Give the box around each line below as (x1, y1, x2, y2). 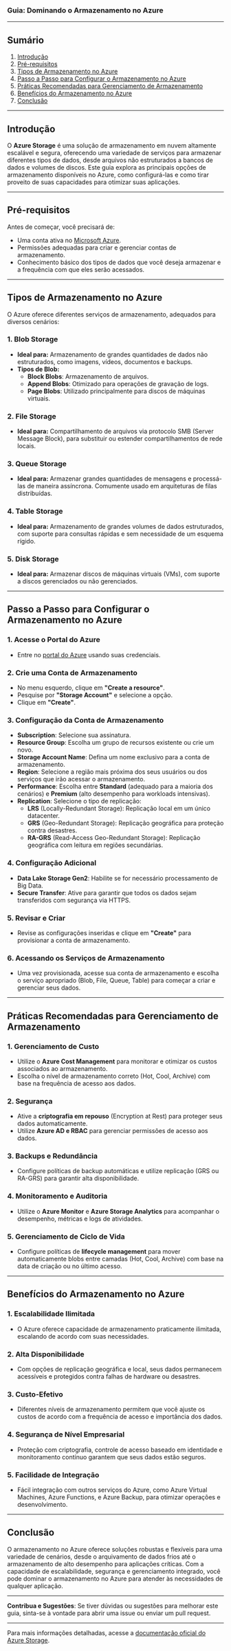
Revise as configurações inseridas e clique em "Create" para (16, 928, 191, 937)
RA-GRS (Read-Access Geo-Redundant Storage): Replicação (27, 834, 201, 842)
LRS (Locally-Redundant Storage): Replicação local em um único (27, 804, 211, 812)
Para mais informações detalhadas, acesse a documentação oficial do (7, 1628, 206, 1637)
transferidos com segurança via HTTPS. (16, 896, 131, 904)
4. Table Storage (7, 506, 63, 516)
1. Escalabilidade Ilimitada (7, 1309, 95, 1319)
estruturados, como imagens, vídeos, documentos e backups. (16, 357, 193, 366)
